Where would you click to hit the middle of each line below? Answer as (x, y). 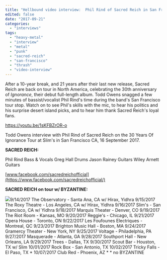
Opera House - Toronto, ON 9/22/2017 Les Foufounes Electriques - (74, 221)
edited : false (20, 14)
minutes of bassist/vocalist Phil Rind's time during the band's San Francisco (83, 100)
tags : (11, 33)
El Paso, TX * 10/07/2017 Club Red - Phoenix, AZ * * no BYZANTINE (75, 252)
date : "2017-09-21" (25, 19)
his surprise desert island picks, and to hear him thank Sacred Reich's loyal (82, 110)
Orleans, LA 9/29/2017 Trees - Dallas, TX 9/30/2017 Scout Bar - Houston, (80, 242)
